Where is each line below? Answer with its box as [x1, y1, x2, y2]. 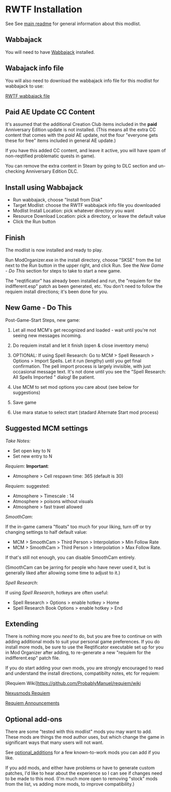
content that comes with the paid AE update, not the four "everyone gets [5, 132, 158, 138]
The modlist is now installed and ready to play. [5, 247, 103, 253]
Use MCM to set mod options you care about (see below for [12, 384, 139, 390]
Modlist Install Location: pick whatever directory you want [12, 207, 134, 214]
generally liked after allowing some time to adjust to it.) [5, 570, 120, 576]
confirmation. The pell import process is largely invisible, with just [12, 363, 151, 369]
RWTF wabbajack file [5, 93, 50, 99]
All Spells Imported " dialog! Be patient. [12, 374, 95, 380]
